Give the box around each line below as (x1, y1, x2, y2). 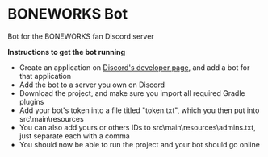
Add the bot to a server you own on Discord (19, 80, 165, 89)
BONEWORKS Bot (7, 5, 128, 23)
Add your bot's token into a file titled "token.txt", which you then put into (19, 105, 260, 115)
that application (19, 71, 72, 81)
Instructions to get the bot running (7, 47, 126, 56)
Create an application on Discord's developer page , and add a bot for (19, 62, 250, 72)
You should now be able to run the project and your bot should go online (19, 139, 260, 149)
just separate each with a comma (19, 130, 130, 141)
